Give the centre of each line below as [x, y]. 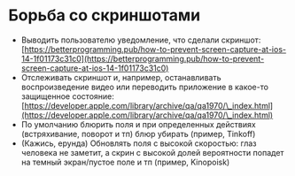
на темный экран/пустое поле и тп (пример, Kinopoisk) [125, 162]
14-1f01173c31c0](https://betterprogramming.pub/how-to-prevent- [143, 58]
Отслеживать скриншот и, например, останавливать [121, 77]
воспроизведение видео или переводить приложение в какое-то [145, 87]
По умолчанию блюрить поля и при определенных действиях [138, 124]
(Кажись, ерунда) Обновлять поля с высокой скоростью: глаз [139, 143]
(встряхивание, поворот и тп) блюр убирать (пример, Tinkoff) [138, 134]
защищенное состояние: [67, 96]
